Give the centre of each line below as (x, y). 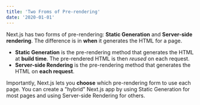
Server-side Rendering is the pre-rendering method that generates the (103, 65)
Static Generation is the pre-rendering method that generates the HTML (104, 52)
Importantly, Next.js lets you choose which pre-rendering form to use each (99, 83)
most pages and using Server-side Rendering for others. (76, 95)
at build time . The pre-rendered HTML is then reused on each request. (102, 58)
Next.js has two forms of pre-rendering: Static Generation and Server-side (99, 34)
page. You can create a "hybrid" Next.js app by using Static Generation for (98, 89)
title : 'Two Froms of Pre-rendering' (53, 12)
